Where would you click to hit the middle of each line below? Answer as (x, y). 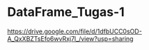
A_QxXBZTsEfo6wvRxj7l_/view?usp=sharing (70, 38)
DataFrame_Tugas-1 (66, 12)
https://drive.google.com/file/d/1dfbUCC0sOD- (75, 31)
